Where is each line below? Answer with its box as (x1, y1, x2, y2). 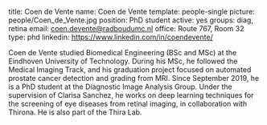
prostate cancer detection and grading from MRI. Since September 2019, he (8, 74, 260, 83)
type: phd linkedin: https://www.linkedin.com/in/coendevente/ (8, 32, 213, 42)
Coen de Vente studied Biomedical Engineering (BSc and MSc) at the (8, 48, 237, 57)
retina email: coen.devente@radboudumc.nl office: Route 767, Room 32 (8, 24, 244, 33)
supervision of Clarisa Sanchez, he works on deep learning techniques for (8, 91, 254, 99)
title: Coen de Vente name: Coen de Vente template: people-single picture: (8, 7, 255, 16)
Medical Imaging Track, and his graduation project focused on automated (8, 65, 252, 75)
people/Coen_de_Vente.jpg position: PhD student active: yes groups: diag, (8, 15, 253, 25)
